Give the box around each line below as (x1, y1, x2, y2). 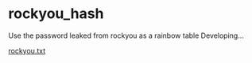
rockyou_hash (8, 5, 104, 23)
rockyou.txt (8, 46, 46, 55)
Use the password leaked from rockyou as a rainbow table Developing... (8, 31, 245, 40)
